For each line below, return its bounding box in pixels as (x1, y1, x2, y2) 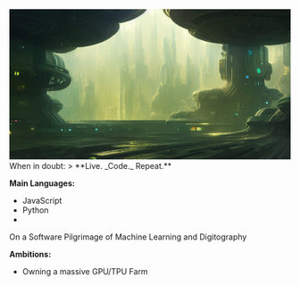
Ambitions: (9, 248, 52, 259)
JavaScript (21, 195, 62, 206)
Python (21, 205, 49, 215)
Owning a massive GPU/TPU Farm (21, 265, 149, 276)
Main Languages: (9, 178, 76, 189)
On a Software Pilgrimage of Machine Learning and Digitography (9, 231, 247, 242)
